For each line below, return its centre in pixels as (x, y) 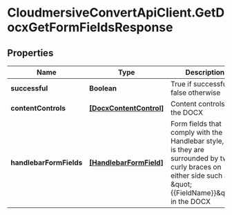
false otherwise (195, 93)
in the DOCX (190, 202)
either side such (196, 176)
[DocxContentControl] (127, 108)
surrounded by (194, 158)
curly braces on (196, 167)
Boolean (103, 88)
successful (29, 88)
